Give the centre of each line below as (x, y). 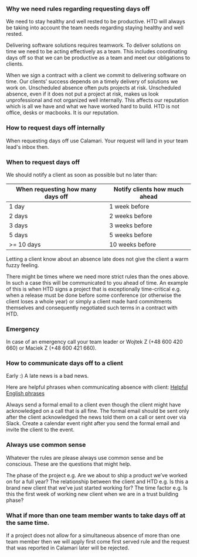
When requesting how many (56, 189)
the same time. (28, 522)
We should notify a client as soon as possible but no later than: (82, 175)
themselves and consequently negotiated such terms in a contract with (92, 307)
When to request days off (43, 162)
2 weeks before (131, 216)
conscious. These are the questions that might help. (69, 464)
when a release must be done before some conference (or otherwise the (94, 295)
